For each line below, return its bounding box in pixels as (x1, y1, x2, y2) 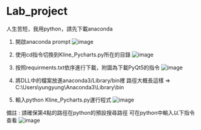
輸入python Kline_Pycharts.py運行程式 (15, 96, 111, 103)
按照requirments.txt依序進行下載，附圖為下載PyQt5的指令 (15, 64, 160, 71)
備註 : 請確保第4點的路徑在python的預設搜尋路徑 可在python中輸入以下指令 (6, 109, 195, 116)
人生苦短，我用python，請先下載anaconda (6, 25, 113, 32)
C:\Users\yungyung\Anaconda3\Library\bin (15, 83, 124, 91)
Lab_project (6, 4, 68, 18)
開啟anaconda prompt (15, 38, 71, 45)
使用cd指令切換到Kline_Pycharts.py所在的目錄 (15, 50, 131, 58)
